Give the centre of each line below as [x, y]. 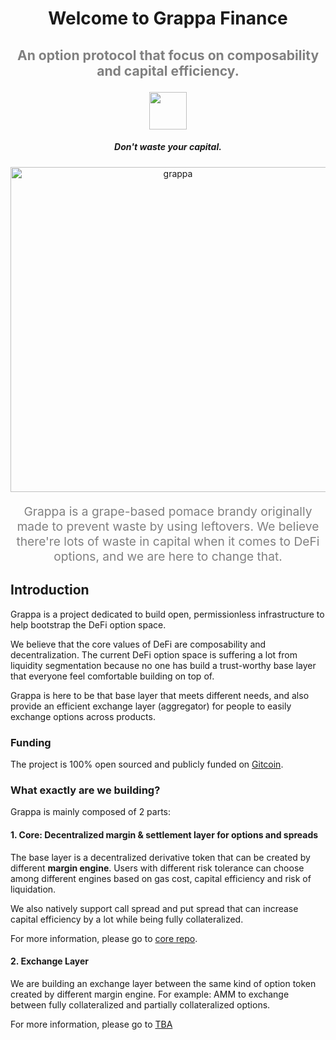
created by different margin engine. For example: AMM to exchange [150, 994]
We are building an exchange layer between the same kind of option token [163, 983]
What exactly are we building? [85, 790]
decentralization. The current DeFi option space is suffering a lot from [154, 654]
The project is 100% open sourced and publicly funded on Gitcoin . [147, 764]
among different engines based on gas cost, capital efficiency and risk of [161, 878]
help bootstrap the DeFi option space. [88, 624]
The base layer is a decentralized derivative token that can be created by [160, 857]
